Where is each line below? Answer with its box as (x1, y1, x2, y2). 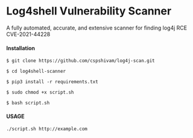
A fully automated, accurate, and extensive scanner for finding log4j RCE (6, 24, 188, 31)
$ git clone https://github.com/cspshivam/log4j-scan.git (6, 58, 155, 64)
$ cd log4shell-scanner (6, 68, 66, 75)
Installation (6, 44, 35, 52)
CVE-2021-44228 (6, 30, 51, 37)
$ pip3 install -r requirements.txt (6, 79, 98, 85)
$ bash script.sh (6, 100, 50, 106)
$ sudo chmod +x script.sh (6, 89, 74, 96)
